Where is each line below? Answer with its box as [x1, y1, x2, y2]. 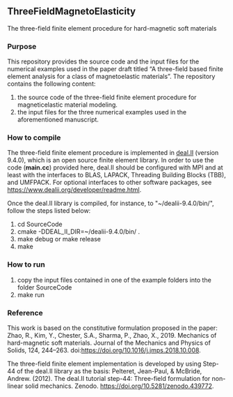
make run [17, 290, 45, 299]
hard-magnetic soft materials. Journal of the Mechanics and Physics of [7, 338, 211, 347]
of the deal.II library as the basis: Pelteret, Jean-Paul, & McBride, [17, 367, 202, 375]
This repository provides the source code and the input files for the [7, 57, 200, 66]
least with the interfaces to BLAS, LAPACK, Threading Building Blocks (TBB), [7, 171, 226, 179]
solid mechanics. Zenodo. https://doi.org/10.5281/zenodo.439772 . [24, 382, 214, 390]
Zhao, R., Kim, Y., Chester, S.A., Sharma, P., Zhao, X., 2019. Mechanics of [7, 331, 217, 339]
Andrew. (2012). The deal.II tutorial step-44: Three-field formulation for [7, 375, 211, 382]
